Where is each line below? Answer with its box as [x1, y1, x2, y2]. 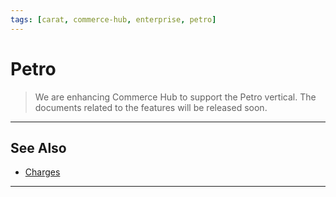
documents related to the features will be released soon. [34, 101, 268, 113]
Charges [24, 166, 61, 178]
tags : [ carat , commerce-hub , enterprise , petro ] [10, 14, 217, 25]
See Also [10, 139, 67, 156]
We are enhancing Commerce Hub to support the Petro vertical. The [34, 91, 317, 103]
